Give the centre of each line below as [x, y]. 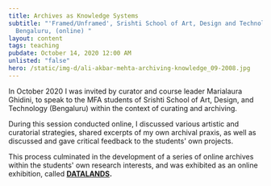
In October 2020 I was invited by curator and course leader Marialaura [125, 91]
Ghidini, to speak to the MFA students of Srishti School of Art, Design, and [131, 99]
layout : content [35, 38]
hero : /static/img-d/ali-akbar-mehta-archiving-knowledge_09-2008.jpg [129, 68]
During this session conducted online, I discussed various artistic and [124, 124]
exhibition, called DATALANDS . [60, 173]
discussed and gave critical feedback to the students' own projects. [121, 141]
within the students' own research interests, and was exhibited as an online [133, 165]
